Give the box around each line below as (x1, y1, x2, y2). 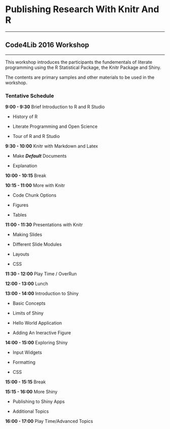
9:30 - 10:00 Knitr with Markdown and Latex (5, 143, 99, 149)
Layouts (12, 251, 29, 257)
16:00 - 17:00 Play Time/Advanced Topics (5, 418, 94, 424)
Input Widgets (12, 349, 42, 355)
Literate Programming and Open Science (12, 123, 98, 130)
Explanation (12, 163, 37, 169)
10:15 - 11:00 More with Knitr (5, 183, 65, 189)
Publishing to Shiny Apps (12, 399, 65, 405)
